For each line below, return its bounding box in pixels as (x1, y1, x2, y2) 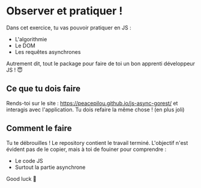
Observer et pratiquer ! (6, 4, 123, 18)
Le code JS (14, 157, 43, 164)
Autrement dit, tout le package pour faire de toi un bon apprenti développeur (6, 60, 195, 67)
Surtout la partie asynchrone (14, 163, 86, 171)
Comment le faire (6, 123, 72, 134)
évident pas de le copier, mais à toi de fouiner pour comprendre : (6, 145, 167, 153)
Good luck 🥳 (6, 175, 37, 182)
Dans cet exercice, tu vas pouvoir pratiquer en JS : (6, 24, 131, 31)
